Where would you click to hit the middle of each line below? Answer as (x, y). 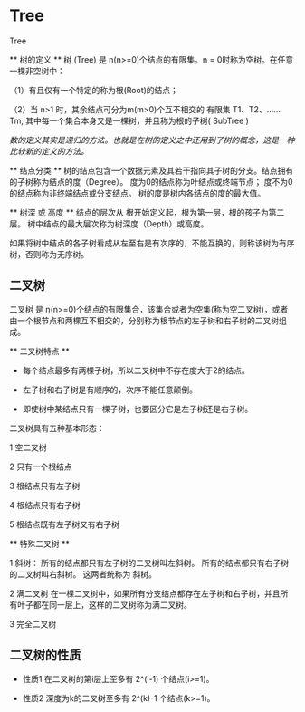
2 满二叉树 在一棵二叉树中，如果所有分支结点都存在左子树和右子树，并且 (145, 593)
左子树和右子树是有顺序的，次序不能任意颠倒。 (110, 390)
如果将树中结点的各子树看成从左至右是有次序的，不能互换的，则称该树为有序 (152, 243)
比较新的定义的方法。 (49, 151)
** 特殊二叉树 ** (39, 544)
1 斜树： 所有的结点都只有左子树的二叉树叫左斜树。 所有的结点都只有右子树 (149, 563)
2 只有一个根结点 (41, 467)
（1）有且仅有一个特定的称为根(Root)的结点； (94, 90)
